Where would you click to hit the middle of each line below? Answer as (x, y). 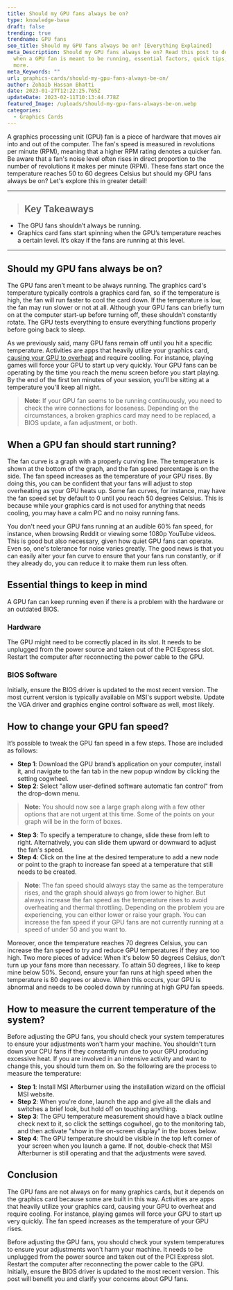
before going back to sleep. (46, 329)
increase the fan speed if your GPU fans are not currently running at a (124, 922)
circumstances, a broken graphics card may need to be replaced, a (120, 415)
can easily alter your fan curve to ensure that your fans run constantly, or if (114, 556)
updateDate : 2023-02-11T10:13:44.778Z (63, 98)
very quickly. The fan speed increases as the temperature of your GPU (108, 1221)
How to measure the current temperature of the (112, 1009)
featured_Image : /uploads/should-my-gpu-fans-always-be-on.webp (102, 104)
